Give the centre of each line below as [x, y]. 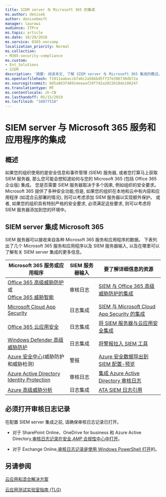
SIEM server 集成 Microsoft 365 [54, 227]
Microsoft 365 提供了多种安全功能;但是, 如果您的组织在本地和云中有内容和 [80, 191]
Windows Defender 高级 [36, 340]
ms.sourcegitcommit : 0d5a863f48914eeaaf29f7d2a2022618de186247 [72, 83]
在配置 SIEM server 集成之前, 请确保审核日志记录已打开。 [63, 422]
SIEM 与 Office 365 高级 [126, 286]
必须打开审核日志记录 [38, 409]
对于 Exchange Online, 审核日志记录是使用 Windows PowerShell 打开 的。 [86, 449]
